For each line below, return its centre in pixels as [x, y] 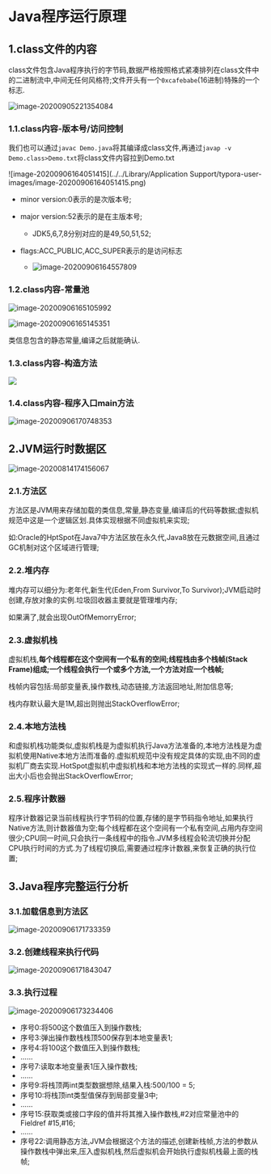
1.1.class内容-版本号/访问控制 [66, 129]
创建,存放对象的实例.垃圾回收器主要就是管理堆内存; [93, 600]
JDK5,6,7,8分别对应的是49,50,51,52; [92, 234]
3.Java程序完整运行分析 [68, 886]
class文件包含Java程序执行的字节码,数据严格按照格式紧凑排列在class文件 [130, 70]
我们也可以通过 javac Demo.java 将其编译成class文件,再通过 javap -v [120, 148]
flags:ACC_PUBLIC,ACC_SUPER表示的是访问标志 [101, 251]
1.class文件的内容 [53, 49]
